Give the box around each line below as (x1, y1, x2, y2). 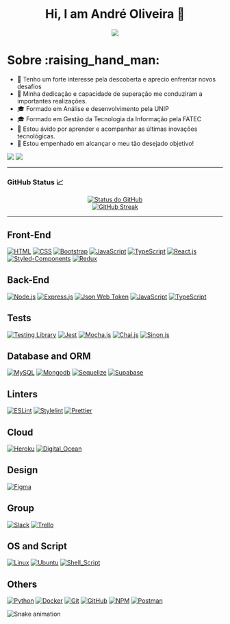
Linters (7, 388, 38, 400)
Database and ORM (7, 351, 91, 362)
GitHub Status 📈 (7, 177, 64, 187)
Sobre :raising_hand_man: (7, 53, 160, 68)
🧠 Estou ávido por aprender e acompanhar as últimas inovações (16, 125, 198, 133)
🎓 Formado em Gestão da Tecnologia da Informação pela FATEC (16, 114, 202, 123)
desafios (16, 82, 42, 90)
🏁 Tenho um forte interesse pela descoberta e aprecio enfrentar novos (16, 75, 216, 83)
